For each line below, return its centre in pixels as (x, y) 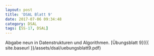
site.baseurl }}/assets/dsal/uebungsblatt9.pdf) (53, 48)
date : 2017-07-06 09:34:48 (33, 19)
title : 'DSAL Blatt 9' (29, 14)
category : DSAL (21, 24)
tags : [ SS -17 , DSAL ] (27, 28)
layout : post (19, 10)
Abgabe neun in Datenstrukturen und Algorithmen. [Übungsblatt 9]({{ (77, 42)
